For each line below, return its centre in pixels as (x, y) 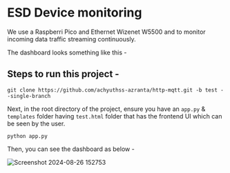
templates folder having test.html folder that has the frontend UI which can (115, 116)
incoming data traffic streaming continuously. (71, 39)
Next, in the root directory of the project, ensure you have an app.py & (106, 109)
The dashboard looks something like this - (67, 52)
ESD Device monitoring (75, 13)
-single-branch (29, 96)
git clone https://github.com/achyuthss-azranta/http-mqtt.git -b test (112, 90)
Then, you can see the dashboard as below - (71, 149)
